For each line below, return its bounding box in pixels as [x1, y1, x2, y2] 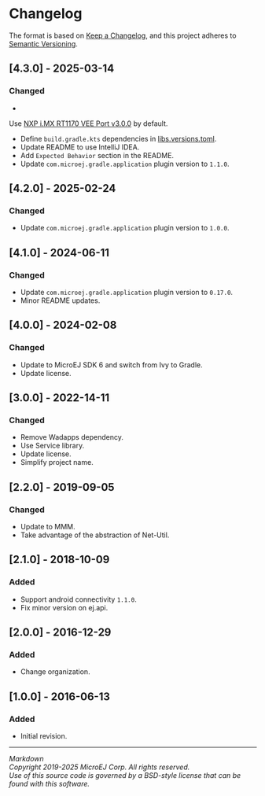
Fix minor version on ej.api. [20, 603, 109, 612]
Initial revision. [20, 732, 68, 741]
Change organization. [20, 667, 90, 676]
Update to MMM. [20, 522, 75, 532]
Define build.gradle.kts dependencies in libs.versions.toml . [20, 134, 217, 143]
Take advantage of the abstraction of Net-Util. [20, 530, 170, 540]
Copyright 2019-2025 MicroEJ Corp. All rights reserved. [9, 762, 190, 772]
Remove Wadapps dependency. [20, 433, 124, 442]
